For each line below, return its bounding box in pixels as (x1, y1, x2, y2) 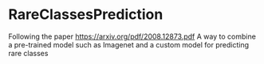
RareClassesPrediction (8, 6, 164, 24)
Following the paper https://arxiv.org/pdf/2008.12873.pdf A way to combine (8, 32, 257, 41)
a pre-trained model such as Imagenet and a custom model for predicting (8, 40, 250, 49)
